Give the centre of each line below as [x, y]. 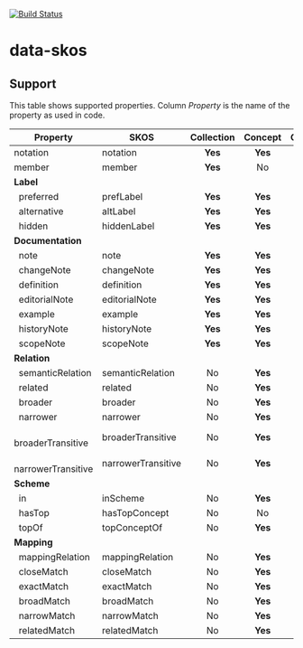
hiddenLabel [129, 226]
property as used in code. [57, 115]
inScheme [124, 498]
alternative [41, 211]
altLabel [119, 211]
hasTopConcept [136, 513]
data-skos [48, 51]
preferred [39, 197]
